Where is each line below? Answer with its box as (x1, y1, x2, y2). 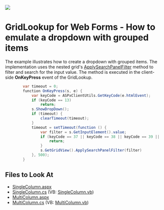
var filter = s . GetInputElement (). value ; (40, 129, 127, 135)
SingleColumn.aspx (12, 183, 52, 189)
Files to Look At (5, 171, 53, 179)
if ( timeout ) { (31, 111, 63, 117)
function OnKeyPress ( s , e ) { (23, 89, 83, 93)
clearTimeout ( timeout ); (40, 116, 90, 121)
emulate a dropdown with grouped (5, 32, 149, 43)
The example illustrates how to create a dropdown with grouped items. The (5, 59, 158, 64)
